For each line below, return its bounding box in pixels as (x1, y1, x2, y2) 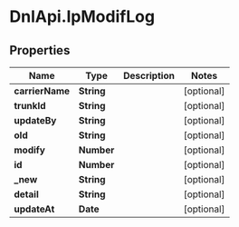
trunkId (14, 100, 47, 112)
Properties (9, 43, 71, 58)
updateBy (14, 114, 57, 126)
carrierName (14, 84, 71, 97)
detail (14, 188, 39, 201)
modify (14, 143, 45, 156)
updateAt (14, 202, 55, 215)
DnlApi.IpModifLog (9, 6, 156, 27)
